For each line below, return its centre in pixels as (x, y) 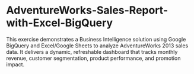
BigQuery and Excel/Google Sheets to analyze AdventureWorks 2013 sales (97, 46)
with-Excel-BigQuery (60, 23)
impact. (15, 64)
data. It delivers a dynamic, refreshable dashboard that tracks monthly (92, 52)
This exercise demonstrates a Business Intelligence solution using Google (96, 39)
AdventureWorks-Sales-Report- (87, 10)
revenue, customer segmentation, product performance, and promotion (93, 58)
